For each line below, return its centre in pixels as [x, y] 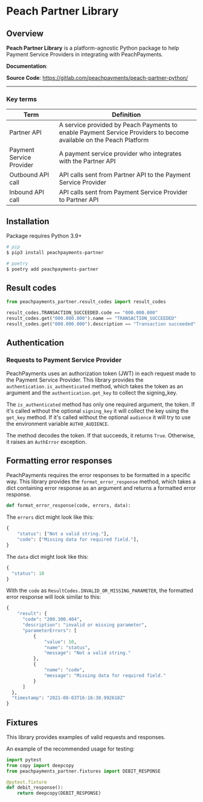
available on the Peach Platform [104, 140]
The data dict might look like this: [47, 556]
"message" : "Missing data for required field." [105, 676]
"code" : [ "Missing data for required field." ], [78, 540]
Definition [126, 115]
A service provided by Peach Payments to [118, 125]
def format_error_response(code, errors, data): [69, 506]
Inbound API [27, 192]
